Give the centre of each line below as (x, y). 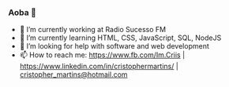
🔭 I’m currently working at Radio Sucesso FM (93, 30)
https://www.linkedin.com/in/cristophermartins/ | (99, 67)
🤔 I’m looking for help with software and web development (114, 46)
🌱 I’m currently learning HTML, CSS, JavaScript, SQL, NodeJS (120, 38)
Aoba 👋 (23, 13)
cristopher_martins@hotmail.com (73, 74)
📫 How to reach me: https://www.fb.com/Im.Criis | (102, 55)
